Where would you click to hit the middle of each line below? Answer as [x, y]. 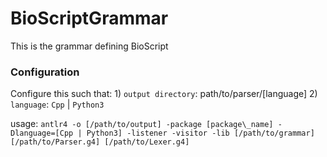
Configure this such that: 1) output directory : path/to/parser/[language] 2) [164, 94]
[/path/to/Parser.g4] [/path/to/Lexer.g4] [100, 142]
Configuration [45, 72]
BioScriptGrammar [89, 18]
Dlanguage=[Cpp [42, 133]
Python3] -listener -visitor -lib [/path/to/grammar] [200, 133]
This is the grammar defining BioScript [89, 46]
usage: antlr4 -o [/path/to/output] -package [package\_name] [142, 124]
